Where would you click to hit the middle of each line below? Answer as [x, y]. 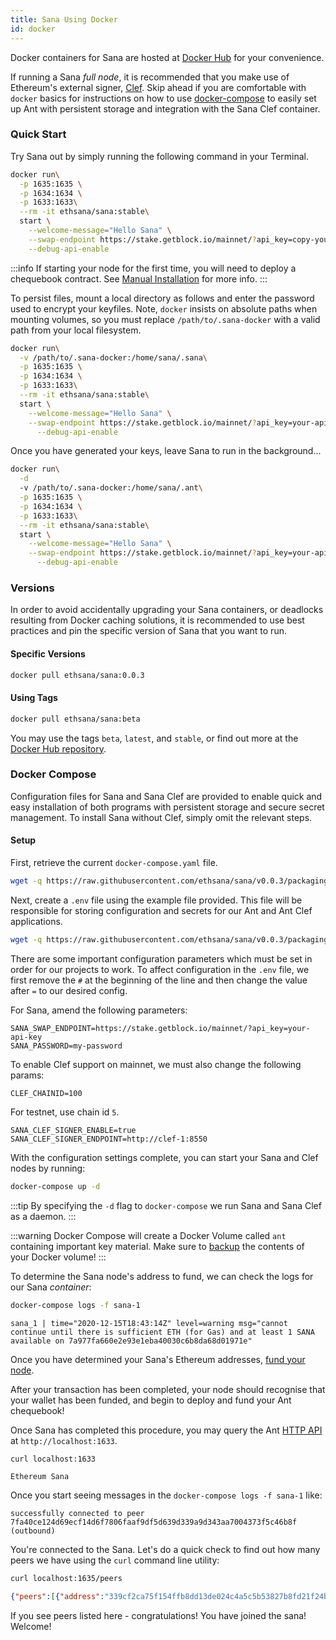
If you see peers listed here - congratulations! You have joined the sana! [158, 1616]
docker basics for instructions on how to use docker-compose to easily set [163, 98]
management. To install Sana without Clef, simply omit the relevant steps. [161, 817]
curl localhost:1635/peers [66, 1579]
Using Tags [34, 698]
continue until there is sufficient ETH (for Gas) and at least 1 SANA [162, 1332]
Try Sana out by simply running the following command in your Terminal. [160, 156]
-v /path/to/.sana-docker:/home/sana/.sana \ [113, 357]
